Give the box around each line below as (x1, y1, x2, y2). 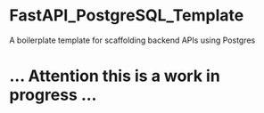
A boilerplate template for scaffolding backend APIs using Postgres (9, 35, 256, 45)
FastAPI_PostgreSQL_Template (9, 5, 244, 26)
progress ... (9, 85, 97, 105)
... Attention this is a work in (9, 66, 220, 86)
